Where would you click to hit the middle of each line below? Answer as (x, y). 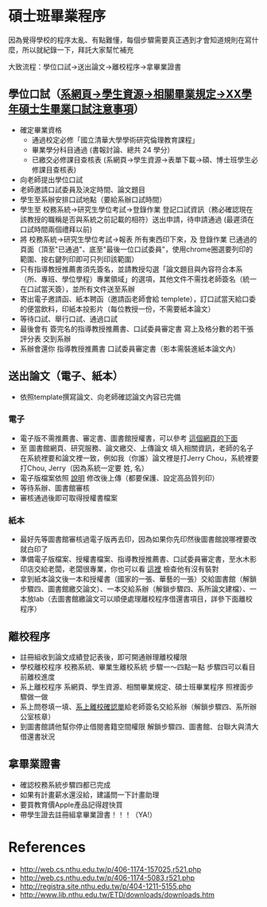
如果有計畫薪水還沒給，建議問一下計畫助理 (89, 794)
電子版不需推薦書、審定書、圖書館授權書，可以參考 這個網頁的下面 (129, 438)
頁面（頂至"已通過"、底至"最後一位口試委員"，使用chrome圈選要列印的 (136, 249)
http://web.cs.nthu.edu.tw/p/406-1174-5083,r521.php (107, 878)
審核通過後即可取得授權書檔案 (68, 497)
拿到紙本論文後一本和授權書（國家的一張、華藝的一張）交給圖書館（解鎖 (138, 579)
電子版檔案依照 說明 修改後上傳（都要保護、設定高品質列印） (119, 477)
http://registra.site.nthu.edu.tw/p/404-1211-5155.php (106, 886)
